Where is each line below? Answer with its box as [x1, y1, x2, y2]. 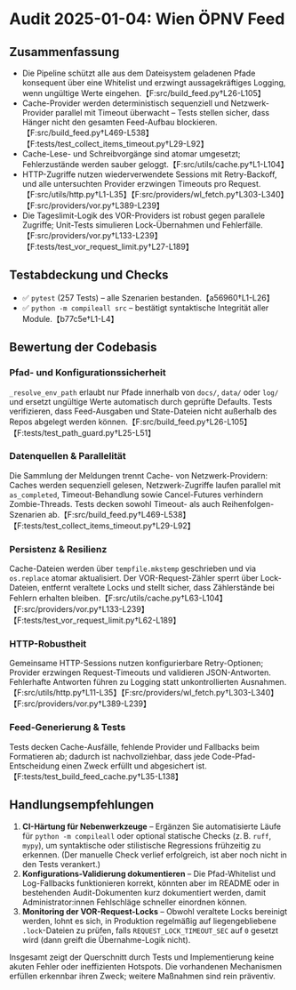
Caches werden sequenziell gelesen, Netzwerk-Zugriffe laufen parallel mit [9, 479, 282, 490]
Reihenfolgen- [221, 498, 275, 509]
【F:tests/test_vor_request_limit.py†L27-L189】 [21, 241, 194, 252]
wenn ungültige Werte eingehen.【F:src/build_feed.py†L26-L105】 [21, 88, 266, 98]
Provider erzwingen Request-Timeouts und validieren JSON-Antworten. [9, 667, 271, 678]
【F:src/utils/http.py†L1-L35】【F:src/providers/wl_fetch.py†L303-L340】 [21, 189, 289, 199]
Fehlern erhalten [9, 592, 69, 604]
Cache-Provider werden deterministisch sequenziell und [21, 98, 229, 109]
